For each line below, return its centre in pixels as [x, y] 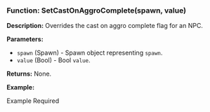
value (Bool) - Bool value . [53, 60]
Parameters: [25, 39]
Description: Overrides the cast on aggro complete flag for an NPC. [105, 26]
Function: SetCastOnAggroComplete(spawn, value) [97, 10]
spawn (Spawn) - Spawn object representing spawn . [90, 53]
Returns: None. [29, 74]
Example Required [33, 101]
